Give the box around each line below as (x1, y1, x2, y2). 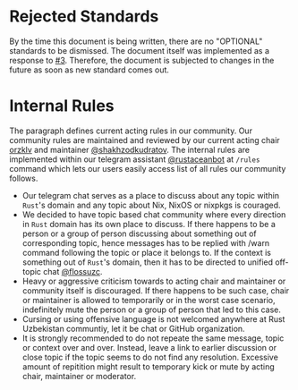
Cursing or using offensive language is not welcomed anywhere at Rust (21, 313, 285, 324)
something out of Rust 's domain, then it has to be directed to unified (21, 257, 274, 267)
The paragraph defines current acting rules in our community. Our (9, 125, 253, 136)
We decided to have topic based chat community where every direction (21, 208, 286, 220)
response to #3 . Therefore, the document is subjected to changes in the (9, 55, 275, 65)
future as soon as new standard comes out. (9, 64, 170, 75)
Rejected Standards (9, 6, 159, 27)
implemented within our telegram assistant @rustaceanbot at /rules (9, 154, 260, 165)
